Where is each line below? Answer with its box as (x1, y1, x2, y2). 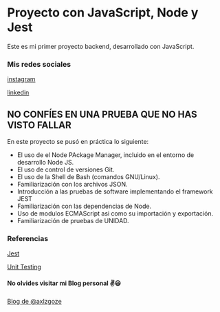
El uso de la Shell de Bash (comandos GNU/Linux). (16, 173, 160, 181)
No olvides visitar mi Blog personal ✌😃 (7, 279, 122, 287)
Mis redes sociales (7, 59, 71, 69)
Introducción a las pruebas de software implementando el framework (16, 187, 213, 196)
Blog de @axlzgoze (7, 297, 62, 305)
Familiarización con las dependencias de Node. (16, 202, 152, 211)
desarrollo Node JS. (16, 158, 74, 167)
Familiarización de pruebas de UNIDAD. (16, 217, 129, 225)
